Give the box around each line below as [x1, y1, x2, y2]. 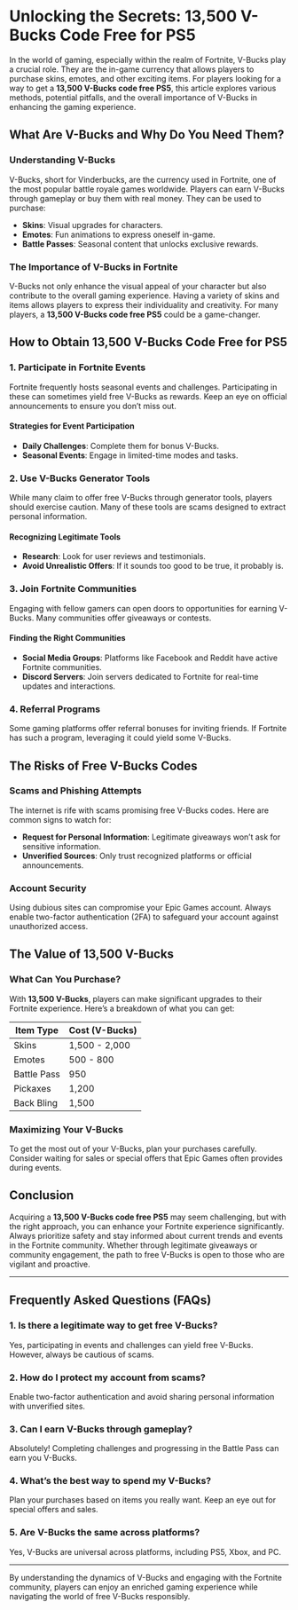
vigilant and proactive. [9, 1259, 90, 1269]
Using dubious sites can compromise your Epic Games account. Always [9, 903, 272, 913]
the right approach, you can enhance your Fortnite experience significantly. [9, 1220, 285, 1231]
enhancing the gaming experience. [9, 101, 137, 112]
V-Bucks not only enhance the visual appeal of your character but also [9, 280, 267, 291]
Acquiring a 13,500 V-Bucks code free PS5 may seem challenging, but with [9, 1211, 286, 1222]
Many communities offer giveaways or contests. [35, 612, 212, 623]
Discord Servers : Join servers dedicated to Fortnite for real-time [21, 671, 259, 682]
